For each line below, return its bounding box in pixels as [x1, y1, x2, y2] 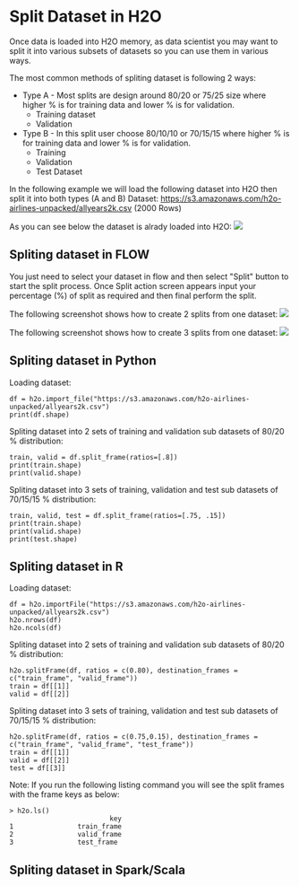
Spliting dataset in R [9, 558, 124, 574]
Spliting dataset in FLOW [9, 247, 150, 262]
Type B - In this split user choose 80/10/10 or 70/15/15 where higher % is [21, 127, 290, 138]
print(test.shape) [9, 534, 78, 544]
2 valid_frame [9, 830, 123, 839]
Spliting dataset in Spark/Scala [9, 862, 186, 877]
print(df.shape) [9, 410, 70, 419]
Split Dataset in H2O [9, 6, 163, 27]
